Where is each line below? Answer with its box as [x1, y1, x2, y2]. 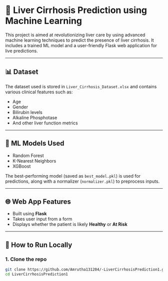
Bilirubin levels [12, 109, 42, 115]
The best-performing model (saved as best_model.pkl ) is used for [5, 173, 141, 179]
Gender [12, 104, 28, 110]
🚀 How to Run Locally [5, 240, 72, 249]
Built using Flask [12, 211, 47, 217]
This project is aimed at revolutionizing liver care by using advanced [5, 32, 145, 38]
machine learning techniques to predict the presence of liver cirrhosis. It [5, 37, 154, 43]
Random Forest [12, 153, 44, 159]
